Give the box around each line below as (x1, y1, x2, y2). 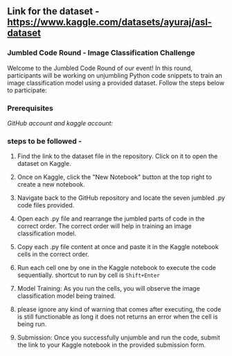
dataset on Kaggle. (17, 160, 71, 168)
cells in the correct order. (17, 250, 89, 259)
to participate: (7, 86, 47, 94)
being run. (17, 320, 47, 328)
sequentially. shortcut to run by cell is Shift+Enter (17, 271, 161, 280)
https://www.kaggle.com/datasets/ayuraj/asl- (7, 17, 213, 28)
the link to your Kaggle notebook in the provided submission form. (17, 341, 206, 349)
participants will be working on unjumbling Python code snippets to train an (7, 71, 223, 79)
